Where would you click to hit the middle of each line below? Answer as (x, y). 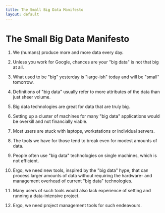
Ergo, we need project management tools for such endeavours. (77, 206)
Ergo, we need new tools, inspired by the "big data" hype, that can (81, 170)
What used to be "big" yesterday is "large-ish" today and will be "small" (86, 77)
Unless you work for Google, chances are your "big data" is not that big (86, 62)
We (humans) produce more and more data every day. (68, 53)
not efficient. (26, 161)
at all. (18, 67)
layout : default (22, 14)
